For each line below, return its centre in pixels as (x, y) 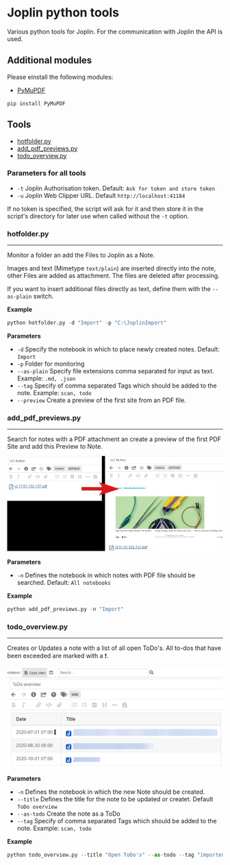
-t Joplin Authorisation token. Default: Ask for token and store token (116, 188)
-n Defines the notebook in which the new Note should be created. (111, 792)
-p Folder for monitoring (51, 364)
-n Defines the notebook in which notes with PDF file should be (106, 575)
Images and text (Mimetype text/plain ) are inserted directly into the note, (112, 268)
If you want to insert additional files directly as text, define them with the (109, 289)
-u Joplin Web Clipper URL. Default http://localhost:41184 (101, 195)
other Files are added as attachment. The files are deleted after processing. (114, 276)
